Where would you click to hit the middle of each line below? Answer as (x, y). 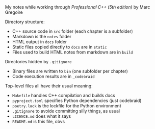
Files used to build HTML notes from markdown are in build (73, 52)
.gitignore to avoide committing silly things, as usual (66, 111)
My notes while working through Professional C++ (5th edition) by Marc (78, 7)
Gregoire (14, 12)
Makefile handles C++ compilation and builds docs (64, 95)
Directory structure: (25, 22)
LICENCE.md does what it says (41, 116)
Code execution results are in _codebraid (53, 76)
